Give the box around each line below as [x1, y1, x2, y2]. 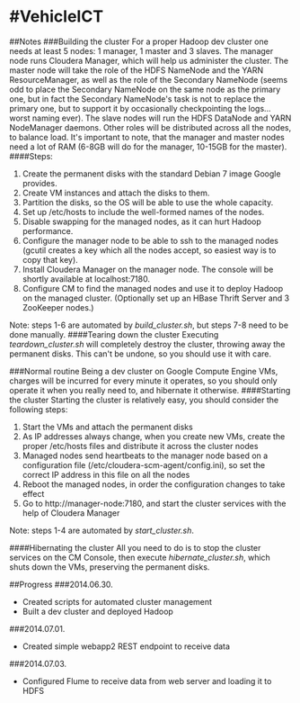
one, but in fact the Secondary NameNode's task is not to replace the [9, 93, 266, 104]
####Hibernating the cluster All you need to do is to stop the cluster [9, 542, 261, 553]
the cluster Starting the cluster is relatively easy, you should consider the [9, 394, 279, 405]
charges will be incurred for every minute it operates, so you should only [9, 375, 278, 386]
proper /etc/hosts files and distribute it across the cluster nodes [22, 440, 259, 451]
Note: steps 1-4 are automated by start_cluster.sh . [9, 525, 195, 536]
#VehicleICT [9, 6, 104, 27]
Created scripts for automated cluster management [22, 596, 213, 607]
